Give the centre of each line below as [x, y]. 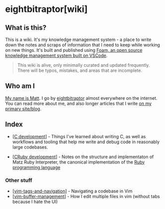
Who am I [20, 86]
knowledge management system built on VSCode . [56, 55]
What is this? [26, 28]
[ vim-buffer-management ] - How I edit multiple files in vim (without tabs [86, 196]
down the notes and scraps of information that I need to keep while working [83, 45]
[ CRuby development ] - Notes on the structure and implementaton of [83, 157]
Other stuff [19, 180]
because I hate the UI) [35, 202]
